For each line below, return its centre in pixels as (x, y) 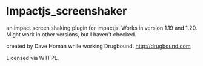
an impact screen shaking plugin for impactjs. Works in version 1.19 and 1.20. (102, 28)
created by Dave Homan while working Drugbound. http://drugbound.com (98, 46)
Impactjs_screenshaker (67, 11)
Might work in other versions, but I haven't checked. (71, 34)
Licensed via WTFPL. (33, 58)
